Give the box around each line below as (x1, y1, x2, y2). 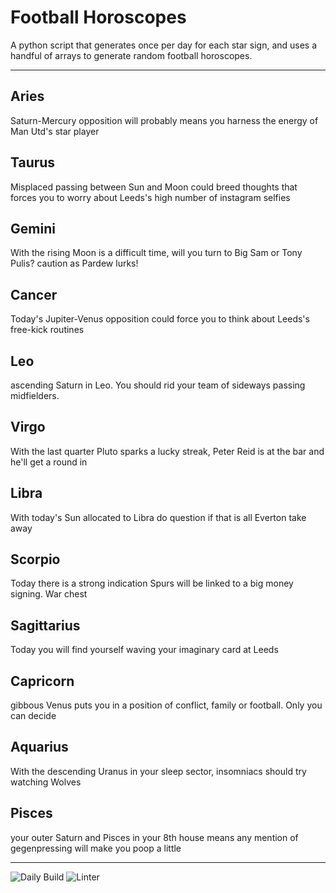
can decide (10, 710, 57, 722)
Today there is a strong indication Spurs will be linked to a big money (10, 577, 294, 590)
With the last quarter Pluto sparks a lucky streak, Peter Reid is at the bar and (10, 445, 325, 457)
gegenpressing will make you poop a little (10, 842, 182, 854)
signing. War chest (10, 588, 88, 600)
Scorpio (10, 551, 61, 568)
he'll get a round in (10, 456, 88, 468)
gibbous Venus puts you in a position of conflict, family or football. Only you (10, 699, 323, 711)
